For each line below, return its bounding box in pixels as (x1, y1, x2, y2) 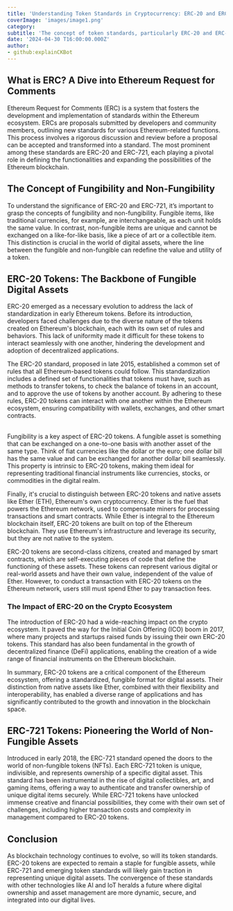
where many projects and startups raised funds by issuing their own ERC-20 (7, 632, 225, 640)
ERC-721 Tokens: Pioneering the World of (7, 725, 189, 736)
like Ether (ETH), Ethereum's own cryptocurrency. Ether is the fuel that (7, 497, 208, 506)
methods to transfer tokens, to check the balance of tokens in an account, (7, 382, 218, 391)
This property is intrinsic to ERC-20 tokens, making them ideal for (7, 462, 194, 470)
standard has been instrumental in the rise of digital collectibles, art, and (7, 776, 214, 785)
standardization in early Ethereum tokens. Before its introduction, (7, 309, 193, 318)
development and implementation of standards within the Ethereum (7, 111, 200, 119)
